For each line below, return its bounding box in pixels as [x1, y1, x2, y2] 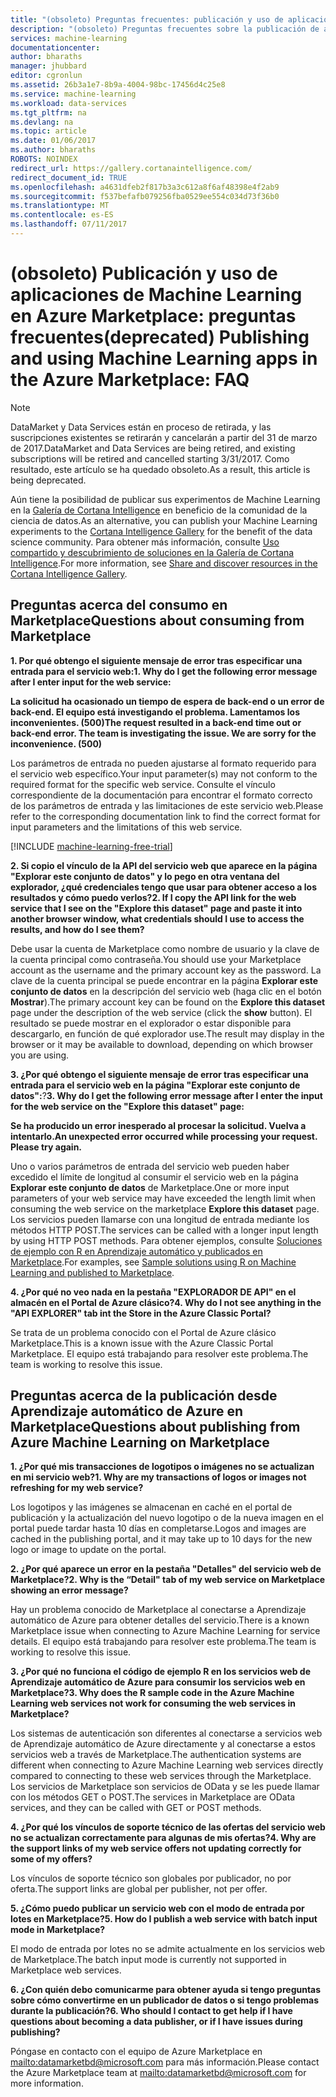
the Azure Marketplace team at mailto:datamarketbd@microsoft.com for [10, 2067, 307, 2079]
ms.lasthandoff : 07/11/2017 [10, 219, 128, 230]
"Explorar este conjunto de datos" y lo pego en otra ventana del [10, 870, 280, 882]
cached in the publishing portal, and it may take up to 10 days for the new [10, 1533, 313, 1545]
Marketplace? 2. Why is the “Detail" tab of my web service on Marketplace [10, 1574, 325, 1586]
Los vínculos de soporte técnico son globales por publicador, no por [10, 1872, 292, 1885]
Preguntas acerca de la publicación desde [10, 1387, 278, 1405]
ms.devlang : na [10, 117, 74, 127]
